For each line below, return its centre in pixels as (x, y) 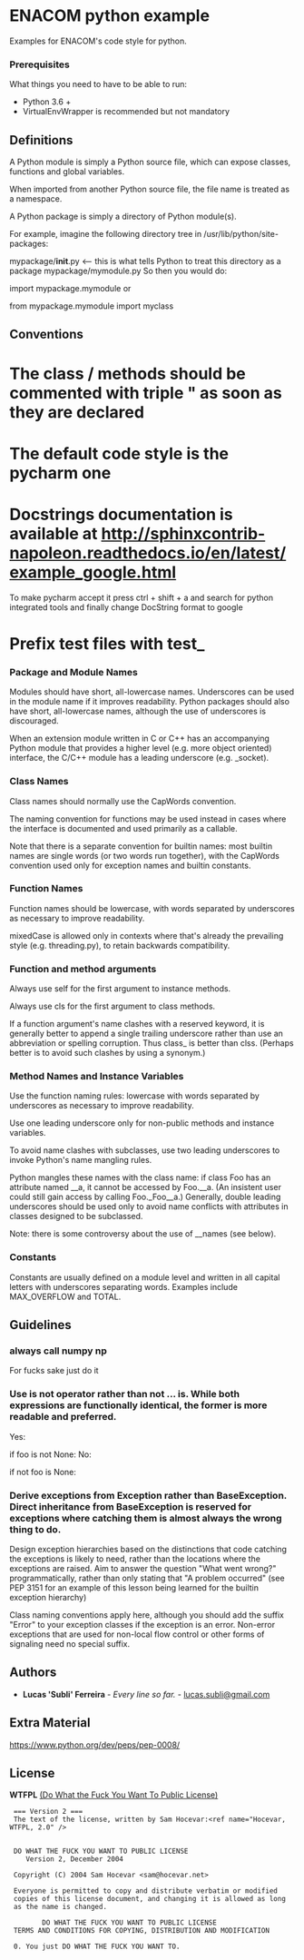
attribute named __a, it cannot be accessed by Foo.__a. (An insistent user (145, 1187)
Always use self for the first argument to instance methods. (120, 989)
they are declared (77, 412)
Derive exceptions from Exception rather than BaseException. (148, 1495)
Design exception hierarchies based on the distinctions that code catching (148, 1549)
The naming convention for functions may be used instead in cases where (148, 819)
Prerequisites (39, 64)
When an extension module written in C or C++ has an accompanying (140, 739)
